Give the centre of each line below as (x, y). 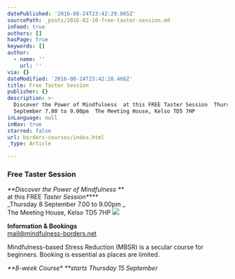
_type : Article (29, 144)
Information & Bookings (42, 226)
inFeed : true (26, 27)
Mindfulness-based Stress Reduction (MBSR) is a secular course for (106, 247)
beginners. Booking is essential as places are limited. (84, 255)
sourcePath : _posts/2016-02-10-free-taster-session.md (89, 20)
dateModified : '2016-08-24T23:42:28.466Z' (70, 79)
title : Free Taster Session (48, 85)
